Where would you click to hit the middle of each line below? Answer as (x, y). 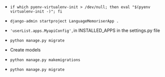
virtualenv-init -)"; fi (36, 11)
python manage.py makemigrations (45, 60)
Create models (25, 50)
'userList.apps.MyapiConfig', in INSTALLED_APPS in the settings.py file (85, 30)
